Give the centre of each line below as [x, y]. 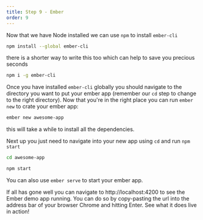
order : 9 [17, 18]
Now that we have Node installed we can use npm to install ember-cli [92, 35]
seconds [17, 64]
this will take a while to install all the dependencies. [70, 129]
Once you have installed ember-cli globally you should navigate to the [94, 87]
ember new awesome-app [35, 118]
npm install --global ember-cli [47, 46]
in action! [18, 211]
